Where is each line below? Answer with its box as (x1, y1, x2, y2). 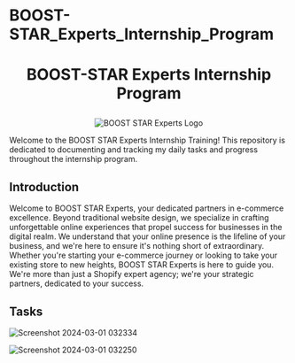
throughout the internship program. (9, 154, 138, 165)
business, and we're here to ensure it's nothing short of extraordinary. (9, 241, 265, 251)
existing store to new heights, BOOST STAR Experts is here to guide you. (9, 259, 275, 270)
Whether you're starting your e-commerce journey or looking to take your (9, 250, 277, 261)
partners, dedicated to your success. (9, 278, 144, 289)
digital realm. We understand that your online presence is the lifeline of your (9, 231, 286, 242)
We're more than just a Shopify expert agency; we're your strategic (9, 269, 254, 280)
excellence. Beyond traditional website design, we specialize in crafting (9, 212, 269, 223)
